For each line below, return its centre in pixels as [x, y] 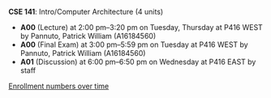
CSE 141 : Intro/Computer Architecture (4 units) [86, 12]
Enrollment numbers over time [59, 86]
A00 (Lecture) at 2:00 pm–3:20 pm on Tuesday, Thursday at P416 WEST [142, 27]
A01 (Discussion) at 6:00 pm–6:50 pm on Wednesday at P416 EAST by [138, 62]
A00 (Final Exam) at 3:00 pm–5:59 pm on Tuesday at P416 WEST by [134, 45]
